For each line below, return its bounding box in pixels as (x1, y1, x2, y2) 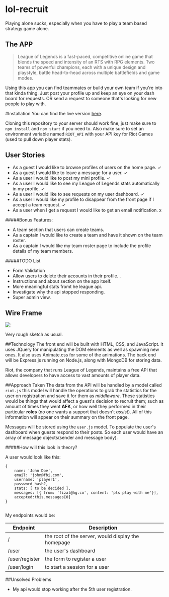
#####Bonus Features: (5, 216, 53, 222)
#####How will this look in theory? (5, 444, 77, 451)
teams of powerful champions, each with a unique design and (17, 64, 146, 70)
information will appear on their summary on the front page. (5, 414, 129, 420)
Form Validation (12, 267, 45, 273)
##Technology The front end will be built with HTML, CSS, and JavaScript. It (5, 341, 163, 347)
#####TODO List (5, 258, 41, 264)
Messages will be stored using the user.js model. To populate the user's (5, 424, 156, 430)
